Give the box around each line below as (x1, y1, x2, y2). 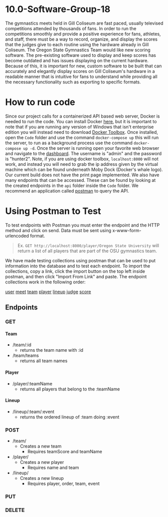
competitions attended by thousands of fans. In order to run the (5, 25, 136, 31)
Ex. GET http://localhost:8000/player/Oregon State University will (17, 242, 159, 248)
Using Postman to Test (5, 205, 101, 217)
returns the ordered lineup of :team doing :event (20, 413, 119, 420)
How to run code (5, 96, 75, 108)
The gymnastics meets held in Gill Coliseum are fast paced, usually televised (5, 20, 163, 26)
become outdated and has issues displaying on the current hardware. (5, 57, 149, 63)
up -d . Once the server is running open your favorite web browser (23, 145, 159, 151)
